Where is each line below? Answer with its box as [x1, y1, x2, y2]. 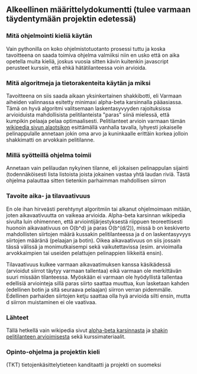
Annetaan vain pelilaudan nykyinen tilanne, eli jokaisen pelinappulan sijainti [6, 165, 189, 172]
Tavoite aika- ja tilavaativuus [6, 192, 91, 200]
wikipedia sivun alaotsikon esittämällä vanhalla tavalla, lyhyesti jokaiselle [6, 124, 182, 131]
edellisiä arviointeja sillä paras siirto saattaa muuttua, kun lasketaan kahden [6, 279, 189, 286]
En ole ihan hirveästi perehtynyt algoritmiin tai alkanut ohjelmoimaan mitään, [6, 205, 192, 212]
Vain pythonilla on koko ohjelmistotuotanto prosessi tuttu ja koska [6, 45, 166, 52]
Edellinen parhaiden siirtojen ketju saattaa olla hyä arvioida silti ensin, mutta [6, 292, 190, 299]
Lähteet [6, 313, 29, 321]
